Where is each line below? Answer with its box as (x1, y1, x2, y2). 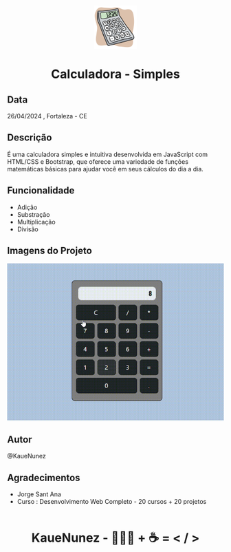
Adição (16, 203, 38, 211)
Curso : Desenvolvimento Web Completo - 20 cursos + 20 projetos (16, 498, 207, 506)
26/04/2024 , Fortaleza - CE (7, 112, 87, 120)
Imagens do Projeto (7, 245, 93, 257)
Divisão (16, 225, 39, 233)
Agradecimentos (7, 471, 80, 483)
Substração (16, 210, 50, 218)
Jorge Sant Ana (16, 490, 62, 498)
